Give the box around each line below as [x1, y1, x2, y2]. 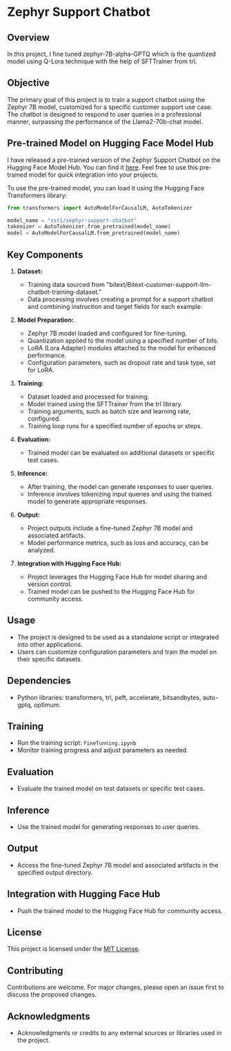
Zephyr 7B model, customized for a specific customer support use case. [7, 103, 212, 111]
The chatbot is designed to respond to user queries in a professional [7, 110, 202, 118]
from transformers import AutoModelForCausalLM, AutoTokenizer [7, 204, 193, 211]
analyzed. [27, 545, 56, 554]
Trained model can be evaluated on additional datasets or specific [27, 448, 215, 457]
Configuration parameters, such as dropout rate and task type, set [27, 358, 216, 366]
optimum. [33, 701, 61, 709]
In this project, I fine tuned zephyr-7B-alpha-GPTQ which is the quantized [7, 50, 216, 58]
